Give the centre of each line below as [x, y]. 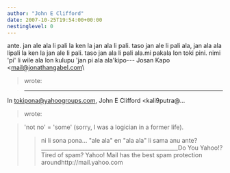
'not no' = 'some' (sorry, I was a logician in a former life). [104, 127]
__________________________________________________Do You [119, 148]
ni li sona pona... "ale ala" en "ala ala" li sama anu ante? [119, 141]
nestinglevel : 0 [30, 26]
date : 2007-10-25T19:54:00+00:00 [55, 20]
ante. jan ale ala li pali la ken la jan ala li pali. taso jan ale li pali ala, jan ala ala [115, 46]
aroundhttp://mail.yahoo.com [82, 163]
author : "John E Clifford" [46, 13]
